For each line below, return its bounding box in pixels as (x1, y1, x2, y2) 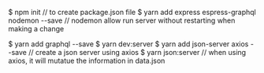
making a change (8, 24, 65, 33)
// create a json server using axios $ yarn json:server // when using (28, 48, 247, 57)
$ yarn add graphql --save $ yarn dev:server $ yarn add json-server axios (8, 39, 249, 49)
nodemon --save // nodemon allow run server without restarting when (8, 16, 236, 25)
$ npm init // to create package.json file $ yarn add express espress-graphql (8, 8, 256, 16)
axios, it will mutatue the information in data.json (8, 56, 165, 65)
